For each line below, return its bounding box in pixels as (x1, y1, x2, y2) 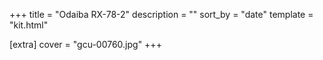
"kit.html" (9, 19, 49, 31)
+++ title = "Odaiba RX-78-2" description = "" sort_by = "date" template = (9, 9, 314, 20)
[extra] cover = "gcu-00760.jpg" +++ (9, 39, 162, 50)
